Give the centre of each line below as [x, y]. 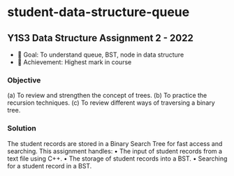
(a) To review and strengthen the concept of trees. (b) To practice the [107, 96]
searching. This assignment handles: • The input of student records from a [115, 151]
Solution [22, 129]
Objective [24, 80]
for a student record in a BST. [50, 166]
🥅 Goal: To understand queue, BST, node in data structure [101, 54]
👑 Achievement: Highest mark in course [74, 62]
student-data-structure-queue [98, 12]
